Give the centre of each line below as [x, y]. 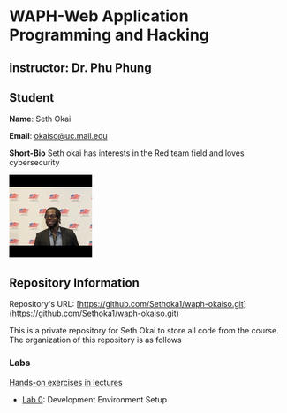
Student [32, 98]
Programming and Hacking [110, 35]
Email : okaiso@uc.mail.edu [58, 136]
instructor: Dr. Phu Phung [80, 68]
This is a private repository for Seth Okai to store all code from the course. [144, 331]
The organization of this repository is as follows [96, 340]
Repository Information [74, 283]
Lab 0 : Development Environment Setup [94, 399]
